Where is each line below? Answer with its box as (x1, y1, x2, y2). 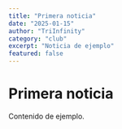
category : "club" (8, 34, 68, 43)
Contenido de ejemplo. (8, 111, 85, 121)
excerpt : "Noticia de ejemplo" (8, 42, 115, 50)
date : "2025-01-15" (8, 19, 75, 28)
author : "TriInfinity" (8, 27, 85, 35)
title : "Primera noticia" (8, 11, 96, 20)
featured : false (8, 49, 63, 58)
